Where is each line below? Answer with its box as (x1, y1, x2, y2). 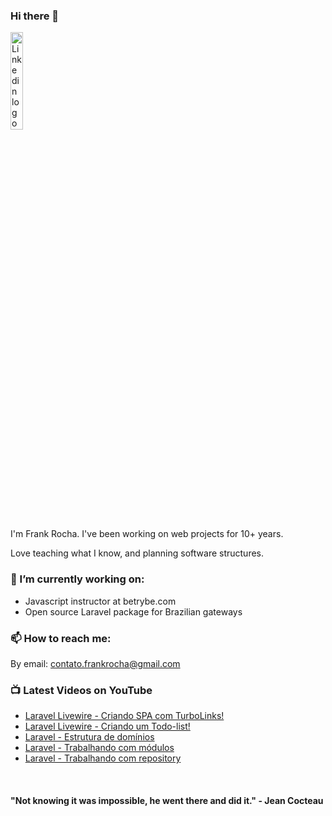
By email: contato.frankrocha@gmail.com (10, 657, 181, 669)
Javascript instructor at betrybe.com (24, 595, 177, 607)
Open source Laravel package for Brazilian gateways (24, 605, 243, 618)
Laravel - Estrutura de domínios (24, 731, 155, 743)
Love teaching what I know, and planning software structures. (10, 547, 265, 559)
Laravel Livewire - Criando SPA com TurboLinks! (24, 710, 225, 722)
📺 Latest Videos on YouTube (10, 683, 153, 697)
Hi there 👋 (10, 9, 60, 23)
